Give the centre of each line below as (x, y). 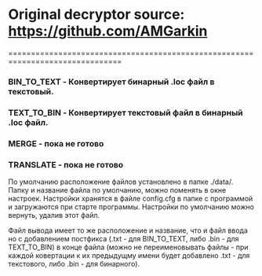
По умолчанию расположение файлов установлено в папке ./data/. (121, 182)
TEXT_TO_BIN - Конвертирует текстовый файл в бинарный (126, 112)
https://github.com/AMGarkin (108, 31)
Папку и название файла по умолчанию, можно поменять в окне (117, 190)
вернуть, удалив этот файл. (54, 215)
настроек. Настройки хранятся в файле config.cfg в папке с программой (131, 199)
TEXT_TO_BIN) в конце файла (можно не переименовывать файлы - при (128, 247)
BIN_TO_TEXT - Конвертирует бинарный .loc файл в (111, 82)
